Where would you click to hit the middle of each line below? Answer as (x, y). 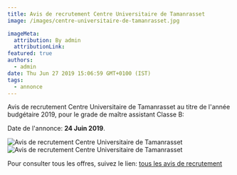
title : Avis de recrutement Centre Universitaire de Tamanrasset (106, 14)
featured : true (30, 54)
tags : (15, 80)
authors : (20, 60)
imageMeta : (23, 34)
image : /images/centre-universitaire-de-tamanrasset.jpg (94, 21)
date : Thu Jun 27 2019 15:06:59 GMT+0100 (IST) (79, 73)
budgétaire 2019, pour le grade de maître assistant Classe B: (96, 114)
